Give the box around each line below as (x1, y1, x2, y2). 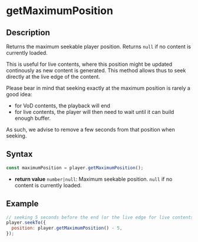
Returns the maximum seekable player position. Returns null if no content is (6, 43, 192, 50)
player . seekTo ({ (6, 220, 46, 226)
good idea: (6, 91, 32, 98)
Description (6, 28, 50, 38)
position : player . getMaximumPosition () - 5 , (11, 225, 123, 231)
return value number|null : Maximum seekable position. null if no (14, 175, 173, 183)
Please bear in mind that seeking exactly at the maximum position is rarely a (6, 85, 190, 92)
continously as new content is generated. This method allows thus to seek (6, 67, 186, 74)
